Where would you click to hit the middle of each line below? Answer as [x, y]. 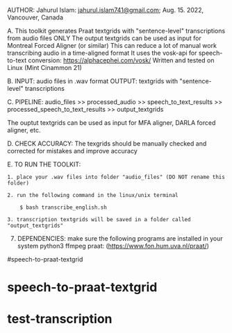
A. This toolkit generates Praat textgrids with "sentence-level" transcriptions [116, 31]
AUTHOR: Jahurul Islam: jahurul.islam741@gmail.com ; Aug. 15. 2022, [105, 10]
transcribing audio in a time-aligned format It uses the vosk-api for [102, 53]
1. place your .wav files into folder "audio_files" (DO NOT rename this [116, 177]
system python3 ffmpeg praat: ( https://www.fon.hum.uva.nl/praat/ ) [113, 246]
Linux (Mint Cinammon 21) [44, 68]
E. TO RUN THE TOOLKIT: [44, 164]
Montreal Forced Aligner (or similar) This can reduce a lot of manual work [112, 45]
